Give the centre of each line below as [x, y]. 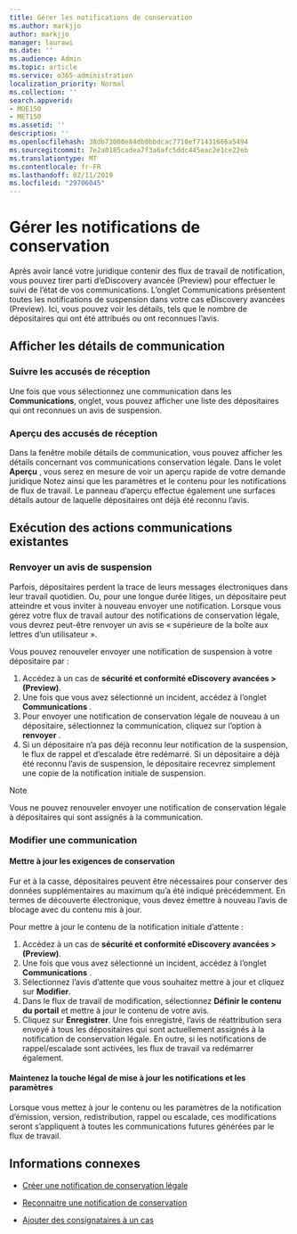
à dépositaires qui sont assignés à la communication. [106, 817]
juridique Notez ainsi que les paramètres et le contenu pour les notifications [148, 481]
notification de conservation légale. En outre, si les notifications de [144, 1039]
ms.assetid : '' [37, 126]
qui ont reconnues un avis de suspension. [86, 410]
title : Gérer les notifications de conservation [101, 17]
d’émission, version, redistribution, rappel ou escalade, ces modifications [143, 1117]
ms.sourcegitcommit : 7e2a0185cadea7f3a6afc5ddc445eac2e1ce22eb [129, 150]
